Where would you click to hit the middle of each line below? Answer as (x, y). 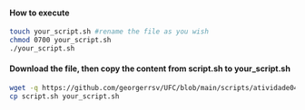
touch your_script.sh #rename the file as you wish (109, 32)
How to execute (39, 13)
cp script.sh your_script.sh (64, 96)
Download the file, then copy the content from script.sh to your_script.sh (150, 69)
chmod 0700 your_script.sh (60, 41)
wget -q (24, 88)
